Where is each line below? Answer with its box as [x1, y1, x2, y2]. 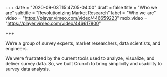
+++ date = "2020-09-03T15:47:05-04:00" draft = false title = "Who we [5, 5, 157, 10]
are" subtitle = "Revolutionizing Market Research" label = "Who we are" [5, 10, 156, 16]
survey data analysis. [5, 66, 50, 72]
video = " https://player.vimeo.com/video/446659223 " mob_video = [5, 15, 148, 21]
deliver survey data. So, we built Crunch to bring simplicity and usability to [5, 61, 162, 66]
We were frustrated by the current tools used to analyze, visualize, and [5, 55, 155, 61]
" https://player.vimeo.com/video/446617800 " [5, 20, 101, 26]
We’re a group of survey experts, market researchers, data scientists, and [5, 40, 160, 46]
